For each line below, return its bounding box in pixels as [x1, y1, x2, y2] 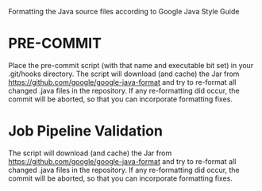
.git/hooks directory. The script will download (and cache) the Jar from [8, 69, 240, 78]
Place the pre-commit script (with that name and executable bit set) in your [8, 60, 254, 70]
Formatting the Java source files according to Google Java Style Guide [8, 7, 240, 16]
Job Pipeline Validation [8, 122, 163, 140]
